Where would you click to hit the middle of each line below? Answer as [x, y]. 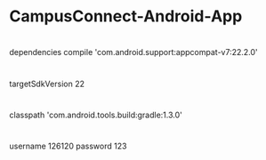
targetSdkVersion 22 [47, 84]
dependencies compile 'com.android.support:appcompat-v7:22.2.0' [133, 52]
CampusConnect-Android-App [126, 16]
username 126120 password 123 [68, 146]
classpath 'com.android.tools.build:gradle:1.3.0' [96, 115]
